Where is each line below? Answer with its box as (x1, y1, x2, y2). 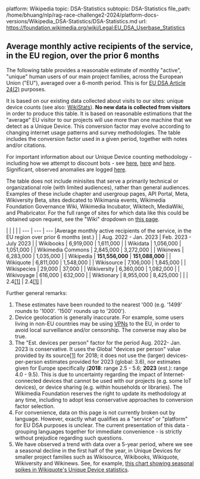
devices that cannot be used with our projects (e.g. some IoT (42, 377, 192, 384)
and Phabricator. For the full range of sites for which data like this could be (6, 209, 189, 216)
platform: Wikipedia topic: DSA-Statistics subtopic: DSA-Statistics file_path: (6, 5, 191, 12)
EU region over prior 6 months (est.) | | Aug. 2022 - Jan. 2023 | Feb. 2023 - (6, 233, 192, 241)
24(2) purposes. (6, 85, 46, 93)
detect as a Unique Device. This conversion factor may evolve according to (6, 122, 190, 130)
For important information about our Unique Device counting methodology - (6, 153, 192, 160)
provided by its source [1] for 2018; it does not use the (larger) (14, 352, 165, 359)
